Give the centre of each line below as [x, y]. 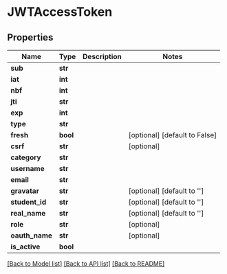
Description [102, 57]
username [28, 169]
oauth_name [32, 236]
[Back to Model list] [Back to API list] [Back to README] [86, 264]
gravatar [25, 191]
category [26, 157]
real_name [28, 213]
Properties [30, 37]
